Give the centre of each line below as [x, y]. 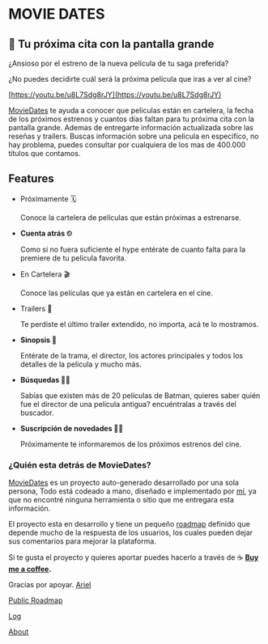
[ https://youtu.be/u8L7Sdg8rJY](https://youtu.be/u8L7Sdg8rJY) [115, 95]
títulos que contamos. [45, 153]
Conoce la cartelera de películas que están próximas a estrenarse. [130, 217]
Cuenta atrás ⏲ [46, 233]
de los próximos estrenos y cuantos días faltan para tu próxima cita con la [132, 119]
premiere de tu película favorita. [73, 258]
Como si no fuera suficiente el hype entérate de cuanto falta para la [133, 249]
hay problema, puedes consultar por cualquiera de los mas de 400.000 [127, 145]
